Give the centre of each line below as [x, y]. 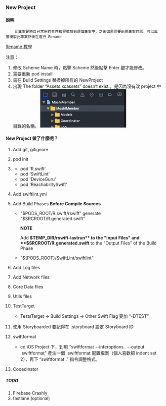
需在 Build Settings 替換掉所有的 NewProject [58, 80]
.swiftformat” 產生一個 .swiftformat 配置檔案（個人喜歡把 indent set [88, 353]
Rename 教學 [19, 47]
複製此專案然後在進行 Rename [35, 37]
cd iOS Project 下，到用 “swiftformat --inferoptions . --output [82, 347]
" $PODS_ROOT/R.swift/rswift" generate [60, 213]
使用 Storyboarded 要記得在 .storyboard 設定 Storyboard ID [73, 327]
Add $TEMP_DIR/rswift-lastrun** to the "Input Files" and [80, 238]
